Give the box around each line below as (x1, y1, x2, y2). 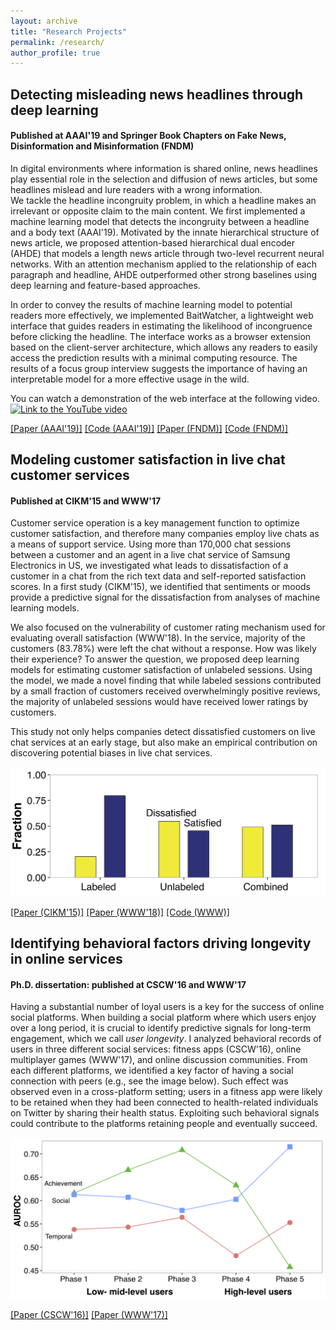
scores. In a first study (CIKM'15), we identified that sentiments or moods (10, 581, 312, 593)
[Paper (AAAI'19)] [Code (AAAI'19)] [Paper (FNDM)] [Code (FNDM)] (10, 422, 289, 434)
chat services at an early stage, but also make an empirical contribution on (10, 736, 318, 749)
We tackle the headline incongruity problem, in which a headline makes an (10, 194, 317, 206)
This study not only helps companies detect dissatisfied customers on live (10, 726, 316, 738)
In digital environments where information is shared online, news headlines (10, 162, 318, 174)
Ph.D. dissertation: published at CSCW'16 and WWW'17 (10, 978, 247, 990)
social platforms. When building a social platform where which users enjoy (10, 1011, 317, 1024)
